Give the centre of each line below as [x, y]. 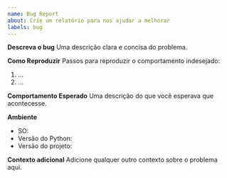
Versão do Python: [45, 138]
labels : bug [25, 27]
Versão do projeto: [45, 146]
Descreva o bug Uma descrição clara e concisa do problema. [97, 48]
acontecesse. [27, 104]
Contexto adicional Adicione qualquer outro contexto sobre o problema [113, 160]
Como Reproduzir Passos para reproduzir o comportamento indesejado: [114, 61]
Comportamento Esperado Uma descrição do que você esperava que [111, 96]
